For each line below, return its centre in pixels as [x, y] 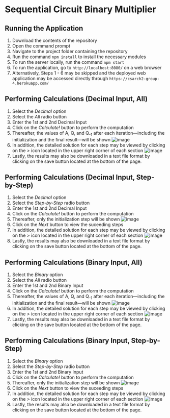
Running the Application [44, 28]
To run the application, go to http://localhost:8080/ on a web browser [87, 68]
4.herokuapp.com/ [31, 83]
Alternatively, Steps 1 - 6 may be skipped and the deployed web [79, 73]
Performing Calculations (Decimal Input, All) [76, 99]
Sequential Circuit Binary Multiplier [80, 9]
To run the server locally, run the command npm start [68, 62]
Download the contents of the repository [54, 40]
